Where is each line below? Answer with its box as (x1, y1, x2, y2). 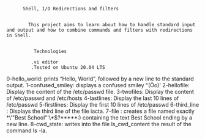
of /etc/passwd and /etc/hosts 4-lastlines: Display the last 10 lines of (6, 94, 179, 102)
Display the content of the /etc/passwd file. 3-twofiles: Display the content (6, 88, 194, 95)
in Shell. (6, 32, 32, 38)
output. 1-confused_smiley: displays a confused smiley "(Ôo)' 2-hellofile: (6, 82, 190, 88)
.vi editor (31, 59, 59, 65)
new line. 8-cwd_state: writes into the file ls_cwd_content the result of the (6, 121, 192, 127)
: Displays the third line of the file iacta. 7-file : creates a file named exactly (6, 107, 195, 115)
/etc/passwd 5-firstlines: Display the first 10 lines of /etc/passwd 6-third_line (6, 101, 199, 108)
